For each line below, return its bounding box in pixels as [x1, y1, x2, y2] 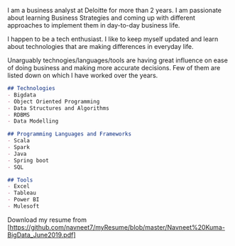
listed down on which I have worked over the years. [7, 71, 158, 79]
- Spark [7, 144, 31, 151]
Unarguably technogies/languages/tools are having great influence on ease [7, 56, 229, 65]
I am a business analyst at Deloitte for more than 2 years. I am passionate [7, 6, 222, 14]
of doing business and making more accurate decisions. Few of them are [7, 64, 221, 72]
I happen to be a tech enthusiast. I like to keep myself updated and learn [7, 35, 219, 43]
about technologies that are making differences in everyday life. [7, 43, 194, 50]
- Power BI [7, 196, 40, 203]
